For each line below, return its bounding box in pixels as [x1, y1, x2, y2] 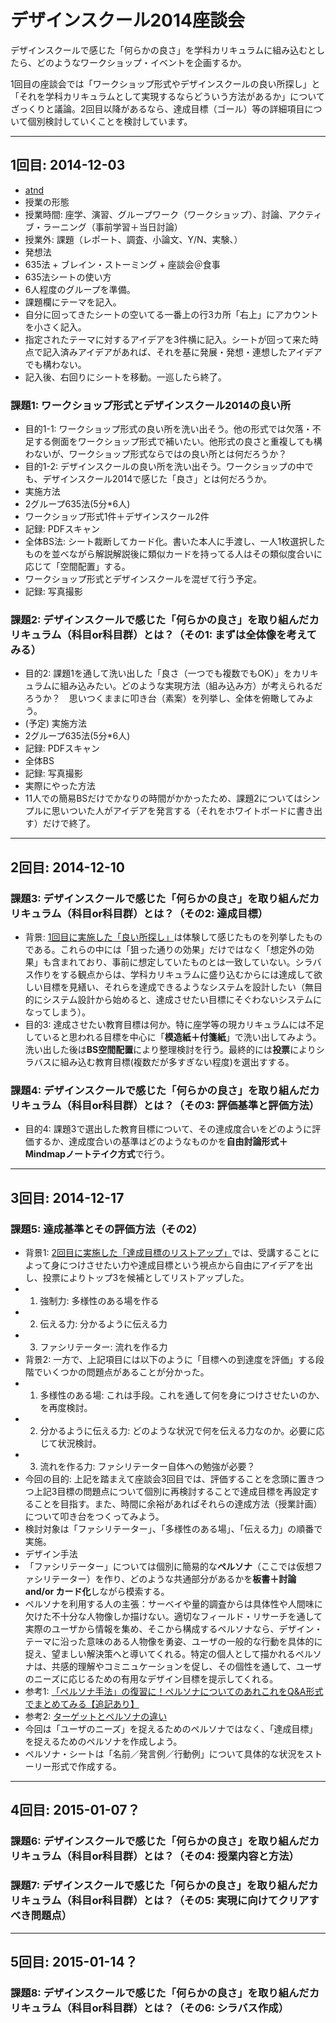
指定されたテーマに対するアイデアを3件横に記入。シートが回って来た [24, 333, 311, 345]
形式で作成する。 [51, 1761, 122, 1773]
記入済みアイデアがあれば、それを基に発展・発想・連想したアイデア [42, 346, 323, 358]
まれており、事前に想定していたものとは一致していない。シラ [59, 956, 313, 968]
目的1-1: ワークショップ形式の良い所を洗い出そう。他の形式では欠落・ [24, 423, 313, 435]
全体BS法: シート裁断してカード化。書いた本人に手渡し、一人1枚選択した [24, 536, 326, 548]
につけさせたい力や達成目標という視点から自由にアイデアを [59, 1259, 305, 1271]
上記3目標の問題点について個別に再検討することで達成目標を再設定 [33, 1486, 311, 1498]
